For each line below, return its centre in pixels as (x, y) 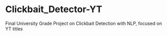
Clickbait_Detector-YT (54, 9)
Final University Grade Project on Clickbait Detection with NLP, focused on (84, 23)
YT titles (14, 28)
